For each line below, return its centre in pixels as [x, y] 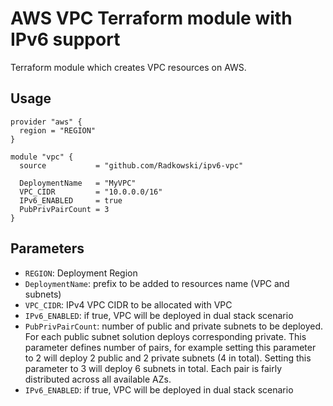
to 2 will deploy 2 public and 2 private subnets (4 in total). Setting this [168, 358]
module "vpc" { [42, 157]
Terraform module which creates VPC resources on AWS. [128, 67]
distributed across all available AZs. [98, 379]
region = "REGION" [58, 130]
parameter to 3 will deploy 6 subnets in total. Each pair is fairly [153, 368]
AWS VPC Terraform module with [151, 18]
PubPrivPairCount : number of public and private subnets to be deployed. [174, 326]
